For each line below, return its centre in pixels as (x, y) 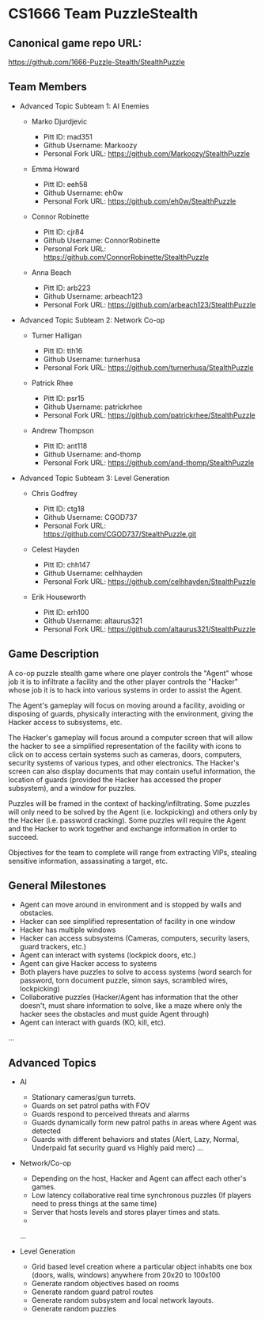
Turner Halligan (57, 335)
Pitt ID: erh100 (66, 612)
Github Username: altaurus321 (93, 620)
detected (46, 1131)
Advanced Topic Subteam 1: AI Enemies (84, 106)
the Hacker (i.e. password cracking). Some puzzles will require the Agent (127, 820)
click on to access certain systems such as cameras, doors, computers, (125, 754)
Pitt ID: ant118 (65, 445)
